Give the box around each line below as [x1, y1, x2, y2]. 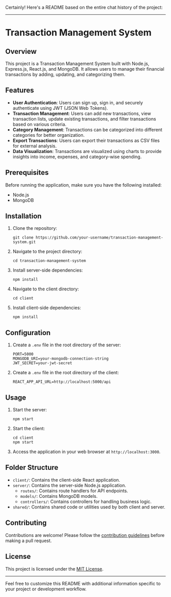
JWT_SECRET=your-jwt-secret [12, 361, 72, 366]
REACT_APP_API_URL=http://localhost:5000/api [12, 379, 111, 384]
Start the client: [12, 426, 45, 432]
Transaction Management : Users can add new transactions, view [12, 110, 151, 116]
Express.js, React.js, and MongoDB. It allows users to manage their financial [5, 66, 164, 72]
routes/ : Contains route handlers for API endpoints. [20, 488, 128, 494]
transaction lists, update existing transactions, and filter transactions [12, 115, 156, 122]
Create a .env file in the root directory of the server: [12, 342, 121, 348]
